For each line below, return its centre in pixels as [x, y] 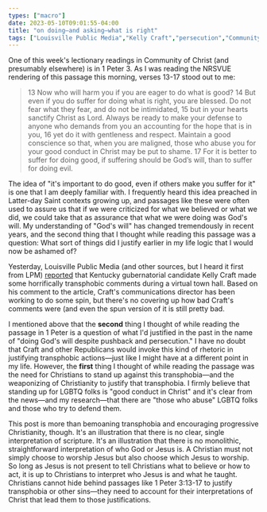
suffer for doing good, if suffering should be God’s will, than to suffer [140, 160]
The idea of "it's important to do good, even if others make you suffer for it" [132, 184]
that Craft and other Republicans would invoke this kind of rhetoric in [121, 349]
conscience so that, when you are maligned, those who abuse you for [142, 143]
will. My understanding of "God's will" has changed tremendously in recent [131, 226]
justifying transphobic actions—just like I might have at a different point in [128, 358]
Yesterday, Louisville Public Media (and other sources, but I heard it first [126, 267]
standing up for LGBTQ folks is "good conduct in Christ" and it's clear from [130, 392]
